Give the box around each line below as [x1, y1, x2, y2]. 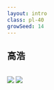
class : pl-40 [7, 16, 44, 23]
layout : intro [7, 10, 48, 17]
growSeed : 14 [7, 23, 44, 30]
